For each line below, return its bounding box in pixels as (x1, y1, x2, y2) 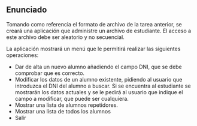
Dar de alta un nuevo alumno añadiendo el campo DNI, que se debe (14, 63, 183, 70)
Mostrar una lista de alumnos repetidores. (14, 101, 119, 109)
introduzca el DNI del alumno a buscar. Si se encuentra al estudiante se (14, 82, 191, 89)
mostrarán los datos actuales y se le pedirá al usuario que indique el (14, 88, 183, 95)
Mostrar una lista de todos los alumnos (14, 107, 111, 115)
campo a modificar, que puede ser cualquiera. (14, 95, 129, 102)
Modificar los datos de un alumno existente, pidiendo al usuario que (14, 76, 183, 83)
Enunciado (6, 5, 47, 15)
